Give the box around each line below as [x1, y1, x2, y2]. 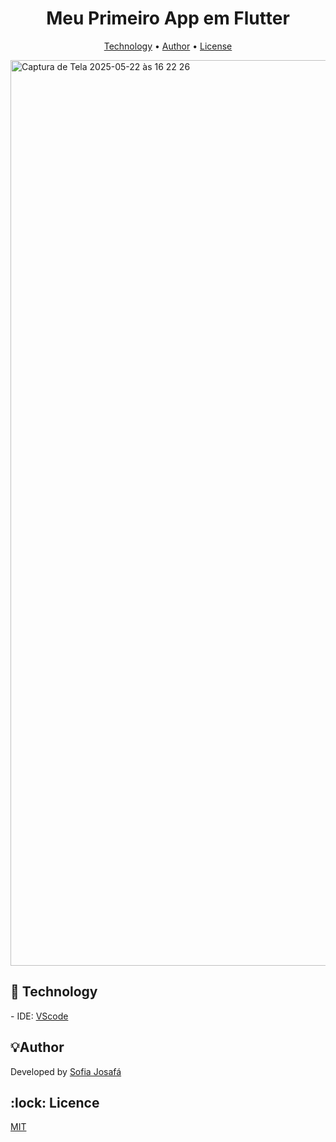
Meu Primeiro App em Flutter [46, 7, 290, 30]
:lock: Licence [10, 1094, 100, 1111]
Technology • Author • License [103, 40, 233, 52]
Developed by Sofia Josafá [10, 1065, 122, 1077]
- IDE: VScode [10, 1010, 69, 1022]
